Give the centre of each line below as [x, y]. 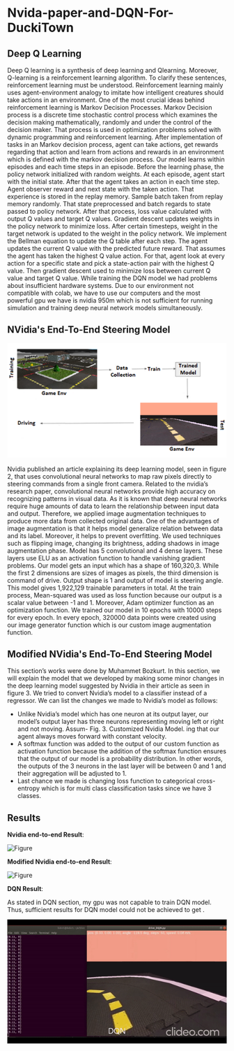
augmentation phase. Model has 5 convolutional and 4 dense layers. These [115, 551]
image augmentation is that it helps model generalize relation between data [115, 528]
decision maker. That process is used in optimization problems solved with [114, 130]
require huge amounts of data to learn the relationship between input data [113, 506]
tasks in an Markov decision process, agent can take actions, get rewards [113, 144]
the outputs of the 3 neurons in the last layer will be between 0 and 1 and [122, 766]
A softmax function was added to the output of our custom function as [118, 744]
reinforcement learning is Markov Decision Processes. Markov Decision [110, 107]
